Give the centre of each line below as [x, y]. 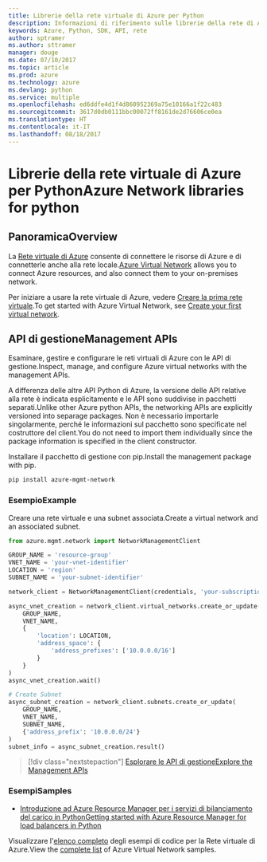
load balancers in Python [60, 825]
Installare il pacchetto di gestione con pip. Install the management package [130, 457]
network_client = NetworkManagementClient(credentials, [103, 592]
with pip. [23, 465]
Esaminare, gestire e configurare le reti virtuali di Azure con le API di [120, 358]
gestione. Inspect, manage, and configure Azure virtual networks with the [128, 367]
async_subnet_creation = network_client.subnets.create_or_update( [122, 703]
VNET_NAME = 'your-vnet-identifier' [69, 563]
